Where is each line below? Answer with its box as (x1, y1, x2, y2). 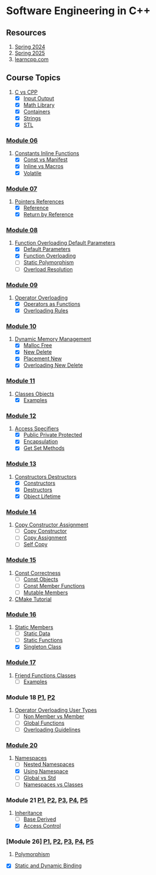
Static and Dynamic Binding (14, 862, 82, 869)
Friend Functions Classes (14, 672, 77, 679)
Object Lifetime (23, 492, 61, 499)
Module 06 (6, 137, 38, 145)
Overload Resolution (23, 265, 73, 272)
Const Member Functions (23, 582, 85, 589)
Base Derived (23, 815, 57, 823)
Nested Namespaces (23, 761, 75, 768)
